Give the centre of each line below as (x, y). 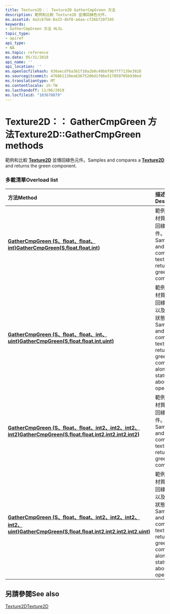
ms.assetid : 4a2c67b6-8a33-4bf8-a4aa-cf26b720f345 (60, 19)
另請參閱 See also (32, 594)
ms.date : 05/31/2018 (27, 57)
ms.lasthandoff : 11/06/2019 (35, 90)
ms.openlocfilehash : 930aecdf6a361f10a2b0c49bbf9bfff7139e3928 (73, 72)
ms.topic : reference (27, 52)
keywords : (16, 24)
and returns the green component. (41, 166)
